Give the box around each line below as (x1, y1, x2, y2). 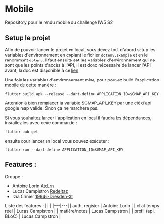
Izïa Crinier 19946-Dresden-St (12, 193, 73, 199)
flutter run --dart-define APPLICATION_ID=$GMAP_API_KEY (5, 147, 124, 152)
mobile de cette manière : (5, 82, 57, 88)
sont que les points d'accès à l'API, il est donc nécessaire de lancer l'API (5, 62, 151, 68)
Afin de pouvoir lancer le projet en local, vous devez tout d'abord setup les (5, 46, 156, 52)
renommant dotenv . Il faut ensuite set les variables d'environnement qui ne (5, 57, 155, 63)
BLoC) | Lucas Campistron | (5, 213, 61, 219)
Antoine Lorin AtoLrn (12, 183, 54, 189)
